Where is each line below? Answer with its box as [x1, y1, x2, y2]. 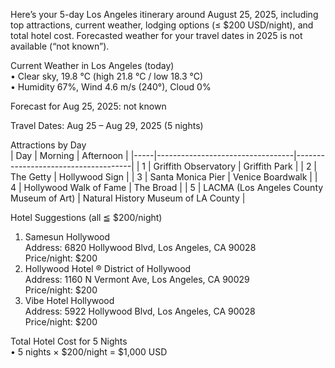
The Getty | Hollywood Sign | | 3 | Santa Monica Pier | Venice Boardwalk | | [10, 171, 318, 183]
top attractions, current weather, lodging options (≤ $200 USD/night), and [10, 19, 314, 31]
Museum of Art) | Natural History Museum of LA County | [10, 192, 246, 204]
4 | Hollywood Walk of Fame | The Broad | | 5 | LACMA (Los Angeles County [10, 182, 324, 193]
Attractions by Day [10, 139, 87, 151]
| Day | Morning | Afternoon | [10, 150, 129, 161]
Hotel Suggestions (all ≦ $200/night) [10, 212, 163, 223]
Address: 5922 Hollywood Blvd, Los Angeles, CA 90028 [24, 305, 256, 317]
